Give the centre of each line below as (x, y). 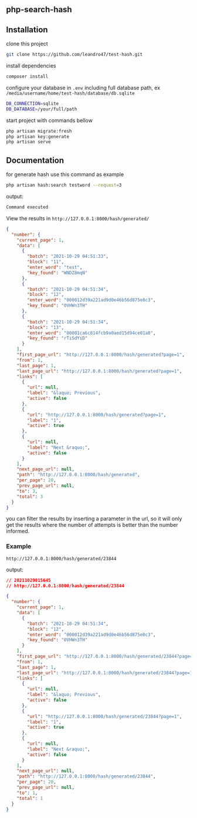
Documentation (35, 160)
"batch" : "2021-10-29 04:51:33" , (68, 257)
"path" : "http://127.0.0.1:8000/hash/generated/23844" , (86, 777)
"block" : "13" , (46, 327)
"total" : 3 (30, 496)
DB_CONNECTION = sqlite (33, 103)
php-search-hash (39, 10)
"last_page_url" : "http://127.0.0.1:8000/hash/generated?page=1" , (99, 371)
